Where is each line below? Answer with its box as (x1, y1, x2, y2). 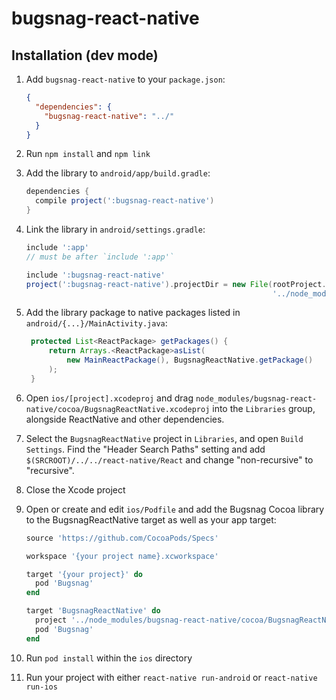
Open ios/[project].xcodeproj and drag (25, 392, 194, 404)
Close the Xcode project (25, 483, 126, 496)
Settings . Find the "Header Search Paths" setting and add (25, 443, 266, 455)
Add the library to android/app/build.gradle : (25, 167, 211, 179)
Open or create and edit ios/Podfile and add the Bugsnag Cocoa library (25, 503, 325, 515)
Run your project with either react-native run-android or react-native (25, 671, 318, 683)
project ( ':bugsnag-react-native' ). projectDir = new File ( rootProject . (25, 279, 327, 289)
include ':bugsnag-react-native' (25, 270, 166, 280)
